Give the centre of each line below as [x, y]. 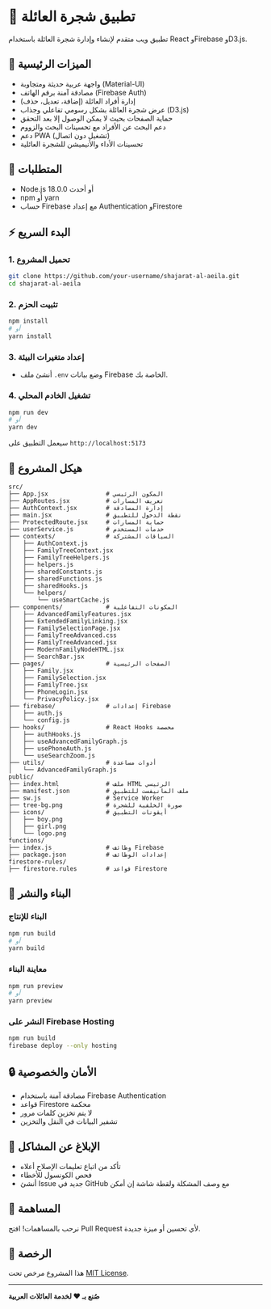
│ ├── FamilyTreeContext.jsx [61, 550]
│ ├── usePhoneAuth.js [50, 748]
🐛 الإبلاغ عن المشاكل [54, 1147]
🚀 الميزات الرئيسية [50, 64]
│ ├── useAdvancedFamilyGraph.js [68, 741]
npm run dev [28, 412]
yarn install [30, 336]
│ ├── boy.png [35, 819]
